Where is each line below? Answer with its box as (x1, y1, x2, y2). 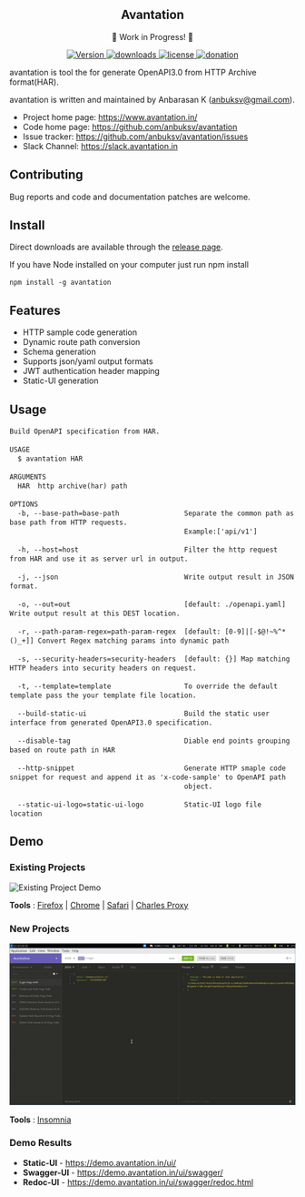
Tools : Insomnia (9, 1114, 72, 1125)
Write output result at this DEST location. (9, 609, 181, 618)
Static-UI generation (22, 375, 99, 386)
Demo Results (9, 1137, 73, 1150)
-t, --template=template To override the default (17, 682, 279, 691)
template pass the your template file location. (9, 691, 197, 700)
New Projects (9, 922, 70, 935)
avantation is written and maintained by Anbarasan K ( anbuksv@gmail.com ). (9, 94, 295, 105)
